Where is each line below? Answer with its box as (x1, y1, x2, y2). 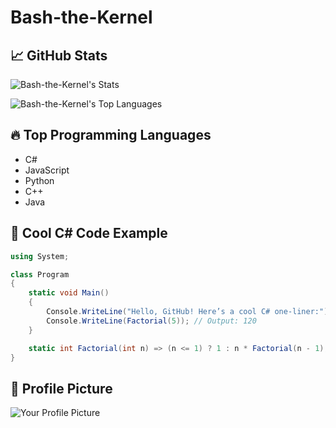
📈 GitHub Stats (10, 47, 108, 64)
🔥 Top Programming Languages (10, 127, 212, 144)
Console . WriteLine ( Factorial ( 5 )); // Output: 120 (46, 316, 257, 326)
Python (24, 174, 55, 186)
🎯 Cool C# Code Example (10, 225, 168, 242)
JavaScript (24, 164, 70, 176)
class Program (10, 269, 70, 280)
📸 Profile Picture (10, 380, 113, 397)
